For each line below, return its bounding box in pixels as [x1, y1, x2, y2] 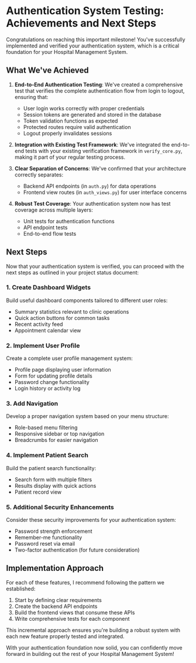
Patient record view [14, 488, 62, 495]
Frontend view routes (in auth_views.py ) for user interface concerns [23, 189, 187, 196]
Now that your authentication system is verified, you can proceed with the [6, 263, 184, 270]
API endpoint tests [23, 224, 68, 231]
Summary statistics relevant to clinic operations [14, 308, 129, 315]
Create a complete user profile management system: [6, 355, 133, 362]
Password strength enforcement [14, 528, 92, 535]
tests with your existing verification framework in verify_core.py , [25, 147, 183, 154]
